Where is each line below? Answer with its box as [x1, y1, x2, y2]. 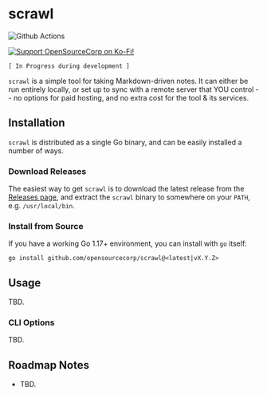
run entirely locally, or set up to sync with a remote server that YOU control [8, 85, 254, 94]
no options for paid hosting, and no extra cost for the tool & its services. [13, 93, 249, 102]
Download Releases [8, 165, 87, 176]
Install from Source [8, 220, 84, 231]
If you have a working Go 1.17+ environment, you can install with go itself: [8, 239, 247, 248]
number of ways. [8, 145, 64, 156]
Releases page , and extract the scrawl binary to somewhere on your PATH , [8, 192, 251, 202]
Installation [8, 117, 65, 130]
